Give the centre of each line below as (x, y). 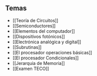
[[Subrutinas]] (27, 47)
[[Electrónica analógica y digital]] (47, 42)
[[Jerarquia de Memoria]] (39, 63)
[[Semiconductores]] (34, 26)
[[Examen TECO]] (31, 68)
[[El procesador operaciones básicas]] (52, 52)
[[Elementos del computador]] (44, 31)
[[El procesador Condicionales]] (45, 58)
